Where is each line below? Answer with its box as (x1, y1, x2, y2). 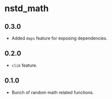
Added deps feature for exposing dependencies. (11, 35, 108, 41)
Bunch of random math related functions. (11, 89, 94, 95)
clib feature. (11, 62, 37, 68)
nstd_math (4, 3, 49, 14)
